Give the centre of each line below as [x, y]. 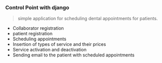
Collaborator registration [38, 28]
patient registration [33, 34]
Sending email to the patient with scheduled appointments [73, 55]
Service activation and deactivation [50, 50]
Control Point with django [37, 8]
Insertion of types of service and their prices [59, 44]
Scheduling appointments [39, 39]
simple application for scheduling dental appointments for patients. [88, 19]
